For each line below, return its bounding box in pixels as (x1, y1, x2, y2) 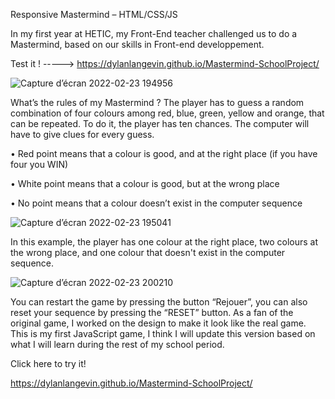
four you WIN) (10, 159, 69, 170)
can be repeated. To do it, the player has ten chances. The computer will (10, 118, 310, 129)
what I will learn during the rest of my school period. (10, 339, 225, 350)
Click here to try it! (10, 358, 87, 369)
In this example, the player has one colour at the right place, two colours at (10, 236, 318, 248)
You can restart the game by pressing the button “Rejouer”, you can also (10, 296, 308, 308)
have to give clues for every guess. (10, 129, 155, 140)
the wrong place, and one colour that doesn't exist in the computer (10, 247, 286, 258)
